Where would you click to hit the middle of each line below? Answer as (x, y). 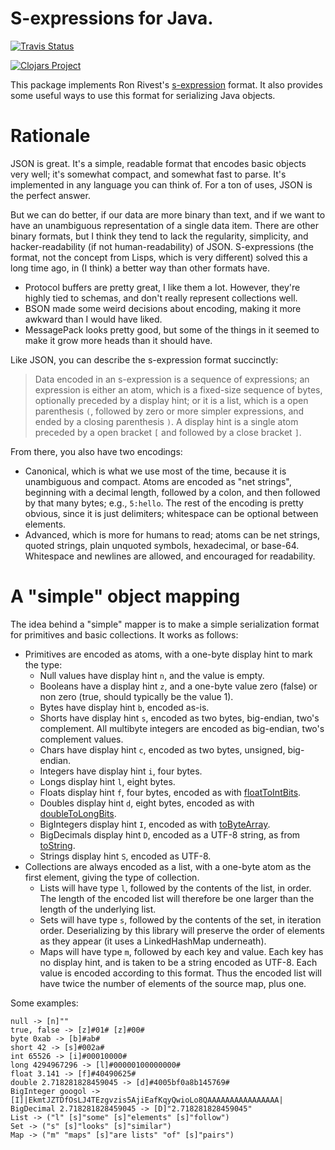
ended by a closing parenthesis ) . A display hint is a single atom (166, 421)
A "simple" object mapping (125, 596)
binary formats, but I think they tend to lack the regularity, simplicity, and (159, 236)
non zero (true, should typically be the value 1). (136, 696)
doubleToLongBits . (78, 813)
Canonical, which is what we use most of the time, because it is (155, 471)
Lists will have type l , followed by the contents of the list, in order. (175, 888)
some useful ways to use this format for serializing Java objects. (143, 95)
